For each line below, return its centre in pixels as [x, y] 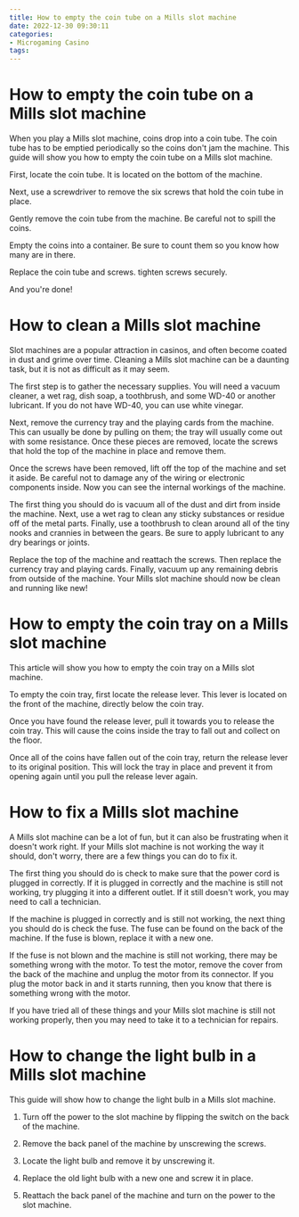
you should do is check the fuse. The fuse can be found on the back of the [146, 928]
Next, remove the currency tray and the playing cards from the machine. [141, 423]
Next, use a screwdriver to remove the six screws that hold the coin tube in [146, 192]
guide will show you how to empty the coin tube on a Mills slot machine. [141, 158]
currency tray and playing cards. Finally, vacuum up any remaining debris [144, 569]
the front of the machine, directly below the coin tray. [107, 703]
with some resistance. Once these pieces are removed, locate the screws [144, 441]
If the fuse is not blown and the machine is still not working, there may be [143, 955]
